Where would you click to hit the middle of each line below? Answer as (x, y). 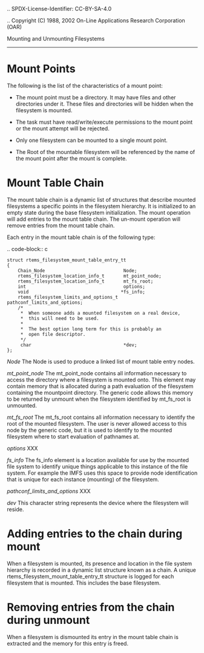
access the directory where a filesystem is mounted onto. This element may (101, 380)
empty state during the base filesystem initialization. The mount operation (99, 212)
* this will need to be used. (60, 318)
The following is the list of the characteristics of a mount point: (85, 85)
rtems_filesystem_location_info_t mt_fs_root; (86, 281)
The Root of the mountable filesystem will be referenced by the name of (105, 152)
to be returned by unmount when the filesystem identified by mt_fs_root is (99, 399)
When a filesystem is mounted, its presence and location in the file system (100, 563)
